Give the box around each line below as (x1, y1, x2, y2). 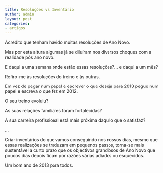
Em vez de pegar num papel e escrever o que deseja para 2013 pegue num (5, 83, 159, 89)
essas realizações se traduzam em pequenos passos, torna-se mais (5, 142, 144, 148)
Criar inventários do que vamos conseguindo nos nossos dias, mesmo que (5, 137, 158, 143)
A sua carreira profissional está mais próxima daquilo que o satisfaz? (5, 117, 146, 123)
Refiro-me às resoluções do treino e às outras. (5, 74, 100, 80)
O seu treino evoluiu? (5, 98, 49, 104)
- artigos (5, 26, 26, 31)
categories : (5, 21, 30, 26)
